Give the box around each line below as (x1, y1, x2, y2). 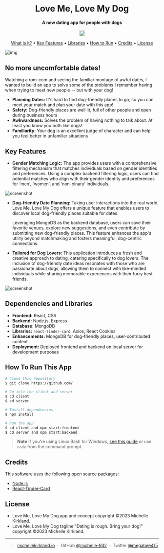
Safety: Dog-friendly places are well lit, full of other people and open (12, 107, 151, 113)
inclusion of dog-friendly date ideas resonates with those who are (12, 261, 145, 266)
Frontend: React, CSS (12, 312, 57, 318)
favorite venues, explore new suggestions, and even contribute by (12, 225, 145, 231)
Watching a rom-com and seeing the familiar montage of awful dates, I (5, 77, 147, 83)
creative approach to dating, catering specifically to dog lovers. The (12, 255, 149, 261)
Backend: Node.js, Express (12, 318, 67, 324)
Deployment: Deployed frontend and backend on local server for (12, 344, 143, 350)
